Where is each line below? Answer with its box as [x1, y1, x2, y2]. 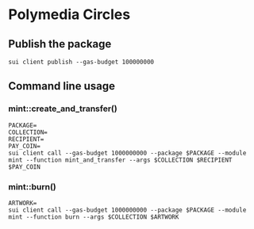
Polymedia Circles [8, 6, 131, 24]
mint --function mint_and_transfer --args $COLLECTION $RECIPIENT [8, 156, 233, 164]
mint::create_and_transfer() [8, 103, 117, 114]
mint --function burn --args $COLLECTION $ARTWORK [8, 212, 179, 221]
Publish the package [8, 37, 112, 51]
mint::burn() [8, 181, 57, 192]
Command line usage [8, 79, 115, 93]
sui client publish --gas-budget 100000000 [8, 58, 155, 66]
